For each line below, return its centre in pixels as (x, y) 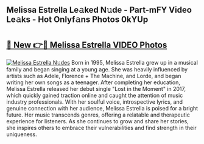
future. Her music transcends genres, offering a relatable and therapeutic (98, 115)
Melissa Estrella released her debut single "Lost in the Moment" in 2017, (96, 89)
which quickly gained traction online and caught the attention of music (95, 95)
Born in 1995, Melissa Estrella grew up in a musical (134, 63)
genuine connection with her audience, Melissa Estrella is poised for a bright (102, 108)
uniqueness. (22, 134)
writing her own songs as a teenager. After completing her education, (93, 82)
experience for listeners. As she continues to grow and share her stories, (97, 121)
